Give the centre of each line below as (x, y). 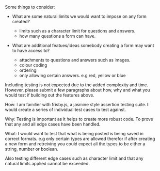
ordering (28, 70)
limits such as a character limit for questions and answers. (77, 31)
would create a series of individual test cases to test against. (65, 109)
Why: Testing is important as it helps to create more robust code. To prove (79, 119)
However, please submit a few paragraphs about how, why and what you (78, 90)
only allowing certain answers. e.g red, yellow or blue (72, 75)
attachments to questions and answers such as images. (75, 60)
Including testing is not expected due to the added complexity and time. (77, 85)
